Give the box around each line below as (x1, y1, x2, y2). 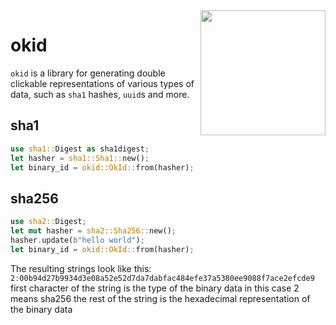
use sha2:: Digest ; (10, 217, 87, 227)
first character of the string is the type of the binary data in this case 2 (10, 282, 300, 294)
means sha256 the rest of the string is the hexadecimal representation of (10, 292, 311, 304)
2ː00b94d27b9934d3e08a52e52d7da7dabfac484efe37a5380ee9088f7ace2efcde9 (10, 273, 315, 283)
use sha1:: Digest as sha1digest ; (10, 144, 150, 154)
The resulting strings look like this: (10, 262, 152, 274)
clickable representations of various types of (10, 77, 195, 89)
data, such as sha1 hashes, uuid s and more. (10, 88, 190, 100)
